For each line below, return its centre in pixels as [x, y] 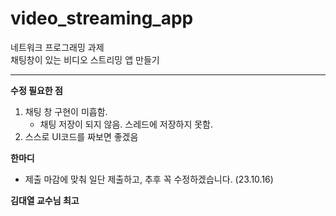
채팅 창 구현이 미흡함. [66, 111]
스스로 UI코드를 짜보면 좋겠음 [81, 136]
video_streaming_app [102, 18]
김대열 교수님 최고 [45, 200]
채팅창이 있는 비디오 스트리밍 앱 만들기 [85, 59]
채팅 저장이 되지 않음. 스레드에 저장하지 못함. [126, 124]
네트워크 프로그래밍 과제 [57, 47]
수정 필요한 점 [36, 90]
